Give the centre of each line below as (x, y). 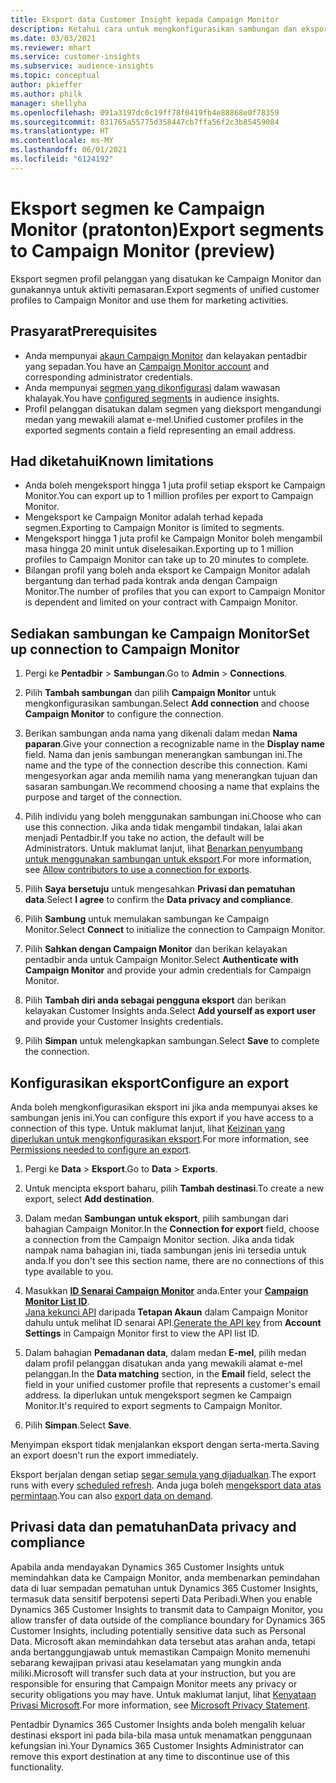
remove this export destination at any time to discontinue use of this (150, 1756)
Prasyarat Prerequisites (84, 331)
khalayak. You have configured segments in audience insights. (152, 398)
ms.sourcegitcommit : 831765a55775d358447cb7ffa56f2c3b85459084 (145, 122)
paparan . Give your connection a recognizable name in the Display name (174, 744)
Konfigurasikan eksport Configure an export (150, 1082)
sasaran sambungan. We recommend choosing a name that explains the (172, 787)
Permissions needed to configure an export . (101, 1149)
